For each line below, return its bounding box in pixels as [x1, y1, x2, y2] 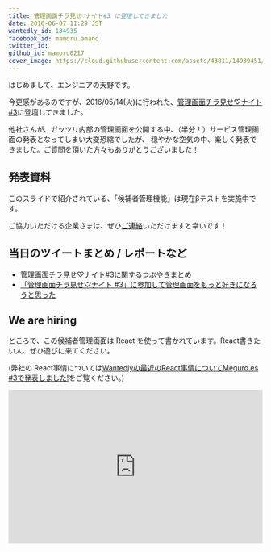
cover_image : [8, 57, 52, 65]
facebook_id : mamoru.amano [8, 34, 99, 43]
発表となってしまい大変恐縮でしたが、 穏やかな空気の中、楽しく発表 [22, 134, 250, 144]
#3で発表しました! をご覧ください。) [8, 373, 125, 383]
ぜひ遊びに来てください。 [29, 346, 115, 356]
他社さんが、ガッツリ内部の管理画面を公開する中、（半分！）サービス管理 [8, 124, 252, 134]
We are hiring [8, 313, 77, 327]
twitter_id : [8, 42, 48, 50]
